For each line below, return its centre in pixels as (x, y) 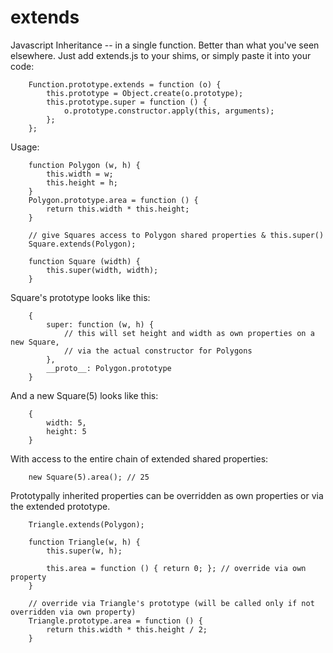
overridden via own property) (73, 612)
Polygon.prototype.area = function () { (113, 200)
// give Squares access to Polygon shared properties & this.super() (176, 235)
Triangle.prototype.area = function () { (115, 621)
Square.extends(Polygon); (82, 244)
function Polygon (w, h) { (84, 165)
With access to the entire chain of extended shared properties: (139, 458)
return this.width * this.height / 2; (127, 629)
